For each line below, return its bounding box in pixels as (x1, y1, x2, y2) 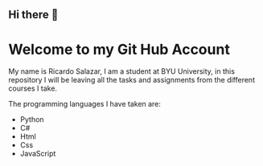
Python (19, 115, 44, 124)
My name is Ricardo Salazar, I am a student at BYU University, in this (8, 67, 236, 76)
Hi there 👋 (8, 8, 59, 22)
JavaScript (19, 149, 56, 159)
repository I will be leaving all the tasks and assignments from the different (8, 75, 256, 85)
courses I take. (8, 83, 58, 93)
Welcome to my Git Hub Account (8, 40, 231, 59)
